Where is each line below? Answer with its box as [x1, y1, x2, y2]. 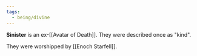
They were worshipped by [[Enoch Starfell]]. [6, 43, 117, 50]
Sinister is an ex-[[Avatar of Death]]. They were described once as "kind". [6, 31, 192, 38]
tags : [6, 8, 20, 15]
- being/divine [12, 14, 50, 20]
